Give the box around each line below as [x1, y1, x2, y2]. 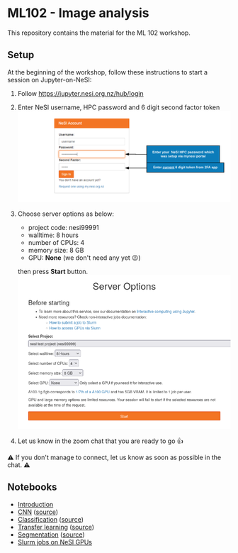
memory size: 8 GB [28, 246, 84, 254]
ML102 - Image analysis [7, 5, 149, 21]
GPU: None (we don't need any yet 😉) [28, 253, 141, 262]
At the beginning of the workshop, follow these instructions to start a [7, 67, 208, 76]
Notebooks [7, 481, 57, 493]
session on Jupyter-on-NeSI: [7, 75, 92, 84]
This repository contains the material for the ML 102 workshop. [7, 28, 191, 37]
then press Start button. [17, 267, 89, 275]
